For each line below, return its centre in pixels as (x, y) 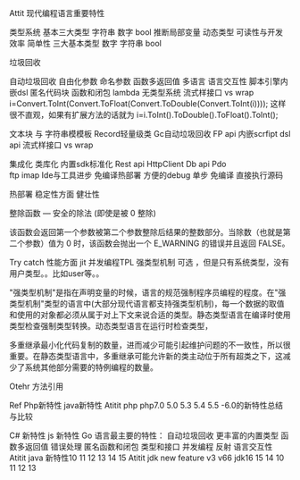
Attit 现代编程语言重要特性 (57, 13)
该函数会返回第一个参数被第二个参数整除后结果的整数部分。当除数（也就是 (146, 232)
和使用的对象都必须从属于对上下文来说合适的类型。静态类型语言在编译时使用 (150, 315)
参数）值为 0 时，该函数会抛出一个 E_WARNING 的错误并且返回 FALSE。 (157, 243)
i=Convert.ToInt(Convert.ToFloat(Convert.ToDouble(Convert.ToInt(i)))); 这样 (148, 104)
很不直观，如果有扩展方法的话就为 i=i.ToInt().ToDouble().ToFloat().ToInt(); (144, 115)
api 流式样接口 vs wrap (51, 145)
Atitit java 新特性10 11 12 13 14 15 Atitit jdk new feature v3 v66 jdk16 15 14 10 (146, 458)
